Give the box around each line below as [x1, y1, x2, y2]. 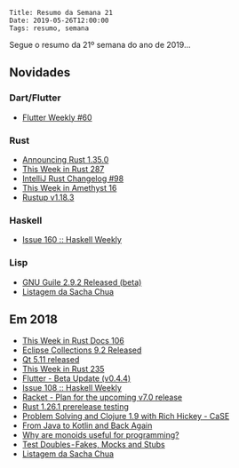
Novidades [9, 65, 71, 80]
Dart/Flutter [9, 91, 61, 104]
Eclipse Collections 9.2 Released [21, 345, 142, 355]
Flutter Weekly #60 [21, 112, 92, 123]
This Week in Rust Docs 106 [21, 336, 124, 346]
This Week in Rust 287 [21, 163, 105, 174]
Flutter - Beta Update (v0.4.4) [21, 373, 131, 384]
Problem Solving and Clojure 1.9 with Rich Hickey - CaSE [21, 411, 230, 422]
